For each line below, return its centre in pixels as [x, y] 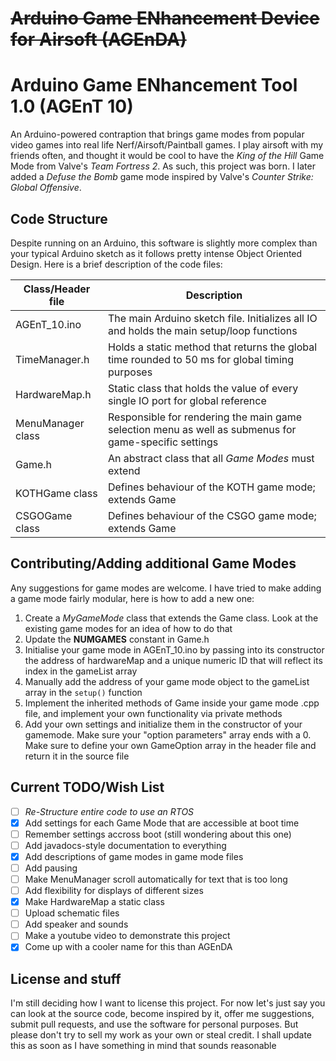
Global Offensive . [46, 188]
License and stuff [66, 978]
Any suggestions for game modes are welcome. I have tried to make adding [166, 588]
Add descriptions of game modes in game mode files [134, 856]
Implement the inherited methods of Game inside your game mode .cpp [172, 703]
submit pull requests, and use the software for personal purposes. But [154, 1024]
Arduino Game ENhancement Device [165, 18]
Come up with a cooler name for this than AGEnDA [128, 947]
